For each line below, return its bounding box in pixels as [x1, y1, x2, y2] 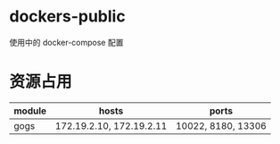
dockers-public [9, 6, 127, 27]
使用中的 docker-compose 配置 [9, 37, 124, 47]
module [13, 105, 47, 117]
